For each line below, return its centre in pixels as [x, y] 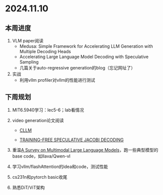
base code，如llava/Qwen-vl [41, 156]
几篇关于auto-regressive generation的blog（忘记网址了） [77, 68]
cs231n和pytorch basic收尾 [40, 177]
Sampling [29, 62]
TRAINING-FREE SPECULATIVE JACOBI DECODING [72, 140]
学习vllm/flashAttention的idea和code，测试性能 [60, 166]
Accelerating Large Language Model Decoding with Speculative [84, 57]
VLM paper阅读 [28, 41]
